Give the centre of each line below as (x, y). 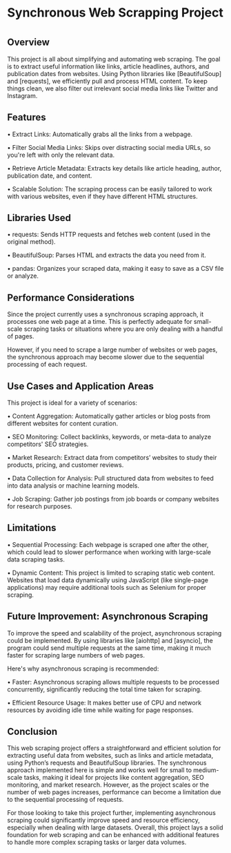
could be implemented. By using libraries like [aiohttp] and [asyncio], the (110, 640)
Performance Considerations (71, 297)
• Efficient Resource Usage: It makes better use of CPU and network (104, 702)
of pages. (21, 336)
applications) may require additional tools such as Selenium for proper (107, 587)
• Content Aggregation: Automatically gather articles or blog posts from (109, 416)
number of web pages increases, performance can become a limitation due (114, 792)
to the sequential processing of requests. (66, 800)
